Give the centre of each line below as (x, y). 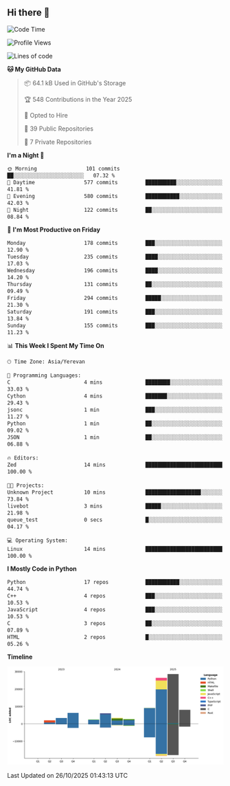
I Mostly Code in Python (42, 569)
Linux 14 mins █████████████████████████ (115, 549)
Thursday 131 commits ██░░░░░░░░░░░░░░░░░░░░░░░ (115, 284)
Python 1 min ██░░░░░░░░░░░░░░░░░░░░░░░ (115, 424)
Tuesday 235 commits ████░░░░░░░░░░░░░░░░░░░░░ (115, 256)
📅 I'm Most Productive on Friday (54, 229)
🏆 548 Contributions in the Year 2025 (78, 99)
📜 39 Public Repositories (59, 129)
